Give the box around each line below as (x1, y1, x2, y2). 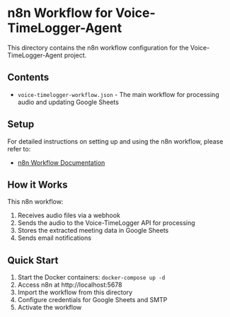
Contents (7, 71, 50, 83)
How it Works (7, 178, 68, 190)
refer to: (7, 144, 31, 153)
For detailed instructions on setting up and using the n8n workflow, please (7, 137, 224, 146)
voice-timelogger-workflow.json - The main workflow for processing (17, 90, 219, 98)
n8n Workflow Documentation (17, 158, 105, 167)
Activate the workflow (17, 303, 82, 312)
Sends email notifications (17, 234, 92, 242)
